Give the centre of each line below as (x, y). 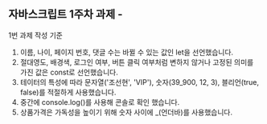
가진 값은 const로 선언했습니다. (69, 72)
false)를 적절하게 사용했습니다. (68, 92)
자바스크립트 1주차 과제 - (66, 14)
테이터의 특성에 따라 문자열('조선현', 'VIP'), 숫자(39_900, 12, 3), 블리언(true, (140, 82)
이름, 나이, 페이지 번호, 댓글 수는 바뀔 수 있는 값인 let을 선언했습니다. (127, 52)
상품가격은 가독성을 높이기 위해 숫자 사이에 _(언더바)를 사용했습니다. (126, 112)
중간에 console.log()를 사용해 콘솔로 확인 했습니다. (100, 102)
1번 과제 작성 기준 (35, 35)
